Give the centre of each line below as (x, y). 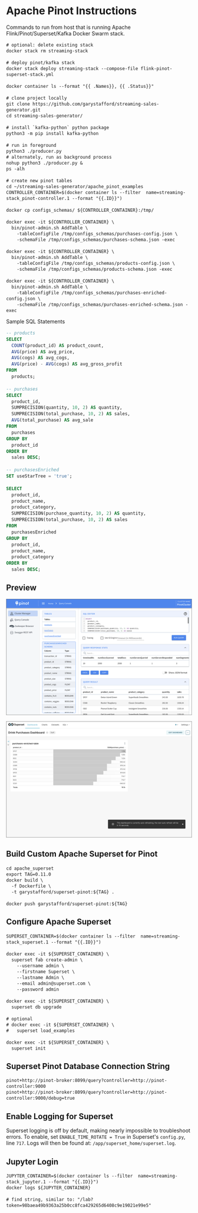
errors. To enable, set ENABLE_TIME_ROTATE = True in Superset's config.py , (96, 1137)
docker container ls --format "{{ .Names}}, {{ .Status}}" (80, 86)
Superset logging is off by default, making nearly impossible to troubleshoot (98, 1130)
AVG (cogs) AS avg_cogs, (40, 358)
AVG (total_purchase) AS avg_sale (52, 420)
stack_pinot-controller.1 (38, 198)
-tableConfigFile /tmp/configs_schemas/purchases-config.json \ (97, 234)
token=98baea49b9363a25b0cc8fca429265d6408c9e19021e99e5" (79, 1205)
